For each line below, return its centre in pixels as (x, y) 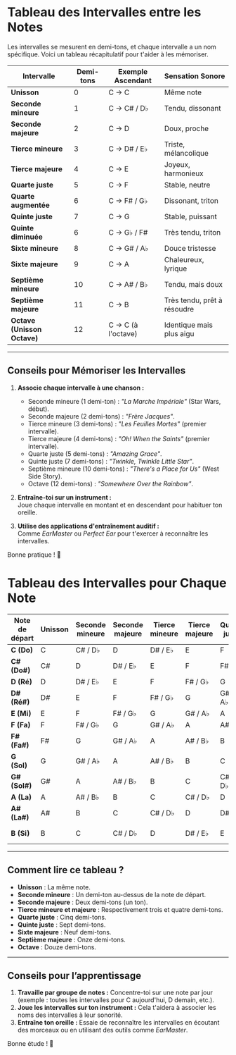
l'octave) (123, 333)
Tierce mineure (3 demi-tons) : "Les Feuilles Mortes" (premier (117, 424)
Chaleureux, (184, 259)
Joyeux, (177, 164)
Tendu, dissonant (192, 108)
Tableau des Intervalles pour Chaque (117, 583)
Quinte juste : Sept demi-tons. (61, 925)
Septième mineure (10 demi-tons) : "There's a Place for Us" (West (124, 469)
